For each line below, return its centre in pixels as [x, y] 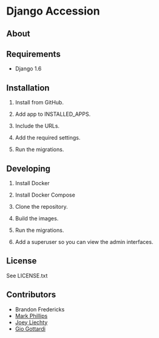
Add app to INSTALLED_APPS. [53, 114]
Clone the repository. [41, 207]
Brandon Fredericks [40, 309]
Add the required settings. [48, 138]
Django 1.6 [28, 69]
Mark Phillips [31, 316]
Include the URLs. [37, 126]
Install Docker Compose [45, 195]
